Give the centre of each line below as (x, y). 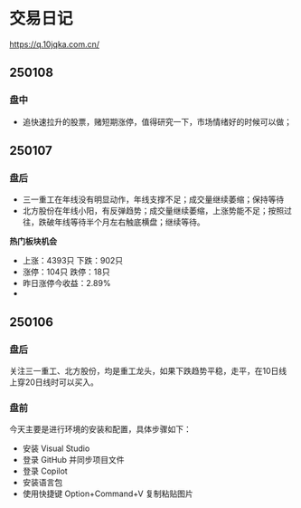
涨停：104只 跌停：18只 (66, 272)
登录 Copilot (45, 471)
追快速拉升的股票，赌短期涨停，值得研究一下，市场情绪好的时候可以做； (157, 121)
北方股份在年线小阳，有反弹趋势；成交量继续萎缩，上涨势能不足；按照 (153, 211)
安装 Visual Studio (56, 448)
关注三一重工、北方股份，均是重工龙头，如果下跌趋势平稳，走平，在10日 (144, 371)
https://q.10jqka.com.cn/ (54, 44)
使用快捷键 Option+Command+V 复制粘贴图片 (108, 494)
